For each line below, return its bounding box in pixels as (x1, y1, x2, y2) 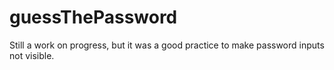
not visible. (9, 49, 55, 61)
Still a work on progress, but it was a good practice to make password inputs (9, 39, 325, 51)
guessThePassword (9, 6, 178, 29)
